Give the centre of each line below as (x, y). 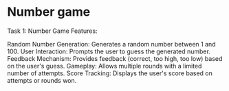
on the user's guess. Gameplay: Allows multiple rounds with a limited (105, 66)
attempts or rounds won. (42, 80)
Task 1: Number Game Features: (52, 31)
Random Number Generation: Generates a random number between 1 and (111, 44)
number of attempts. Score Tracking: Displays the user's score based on (110, 73)
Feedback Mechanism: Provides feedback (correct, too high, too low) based (115, 58)
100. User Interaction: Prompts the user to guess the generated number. (109, 51)
